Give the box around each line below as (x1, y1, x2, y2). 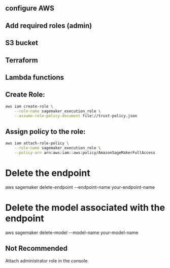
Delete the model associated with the (5, 202, 165, 213)
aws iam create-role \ (5, 104, 53, 109)
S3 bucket (5, 39, 38, 47)
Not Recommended (5, 244, 67, 253)
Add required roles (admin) (5, 21, 92, 30)
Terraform (5, 56, 38, 64)
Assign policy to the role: (5, 127, 86, 136)
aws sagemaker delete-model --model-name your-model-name (5, 229, 139, 236)
